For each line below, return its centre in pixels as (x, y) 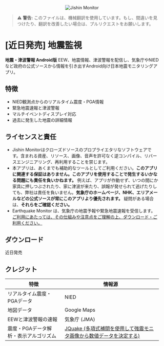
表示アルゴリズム (37, 336)
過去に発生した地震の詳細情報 (42, 120)
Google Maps (80, 310)
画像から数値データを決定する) (105, 336)
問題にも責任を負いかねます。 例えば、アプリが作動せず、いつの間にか (87, 180)
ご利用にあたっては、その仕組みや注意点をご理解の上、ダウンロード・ (82, 216)
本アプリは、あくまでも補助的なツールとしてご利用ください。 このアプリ (85, 168)
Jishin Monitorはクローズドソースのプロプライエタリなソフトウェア (80, 150)
